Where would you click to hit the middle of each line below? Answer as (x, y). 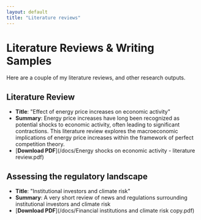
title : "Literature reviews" (44, 18)
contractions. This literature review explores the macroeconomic (97, 131)
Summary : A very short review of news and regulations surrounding (101, 198)
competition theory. (40, 144)
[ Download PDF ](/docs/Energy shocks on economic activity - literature (105, 151)
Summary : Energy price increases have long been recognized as (97, 118)
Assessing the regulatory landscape (77, 176)
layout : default (27, 12)
